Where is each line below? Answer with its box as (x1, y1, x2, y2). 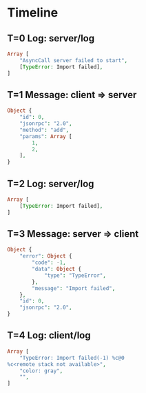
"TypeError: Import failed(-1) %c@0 (19, 354, 125, 361)
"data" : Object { (32, 266, 81, 273)
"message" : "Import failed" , (32, 285, 116, 291)
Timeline (7, 5, 59, 21)
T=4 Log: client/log (7, 329, 91, 341)
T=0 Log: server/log (7, 32, 95, 44)
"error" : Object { (19, 253, 72, 260)
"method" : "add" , (19, 126, 70, 133)
